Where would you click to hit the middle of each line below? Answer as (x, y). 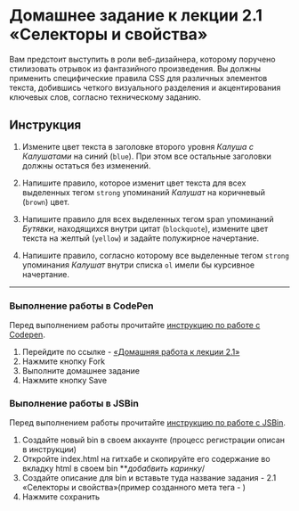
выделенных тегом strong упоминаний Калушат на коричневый (143, 192)
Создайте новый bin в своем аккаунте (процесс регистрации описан (154, 440)
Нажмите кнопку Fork (63, 361)
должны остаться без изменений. (86, 165)
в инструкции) (49, 449)
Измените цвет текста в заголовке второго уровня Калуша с (137, 146)
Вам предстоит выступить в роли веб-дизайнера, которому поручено (142, 59)
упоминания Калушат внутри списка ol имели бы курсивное (138, 265)
